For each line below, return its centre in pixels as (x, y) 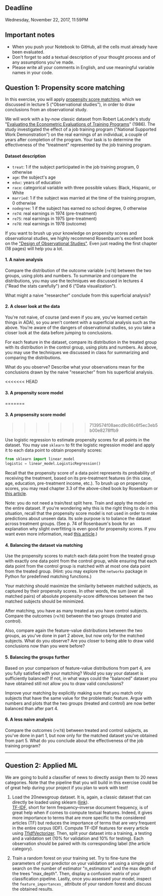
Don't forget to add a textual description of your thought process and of (84, 57)
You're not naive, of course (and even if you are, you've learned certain (76, 317)
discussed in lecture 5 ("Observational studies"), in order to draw (70, 104)
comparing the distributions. (33, 358)
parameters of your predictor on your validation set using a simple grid (83, 863)
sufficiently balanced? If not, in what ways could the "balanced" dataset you (81, 678)
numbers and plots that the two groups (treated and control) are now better (80, 703)
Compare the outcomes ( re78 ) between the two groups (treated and (73, 616)
